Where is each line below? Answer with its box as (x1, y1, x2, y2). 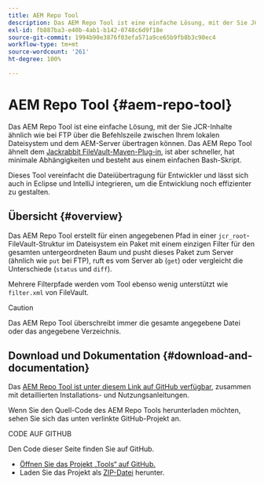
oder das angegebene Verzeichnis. (8, 326, 122, 336)
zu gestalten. (8, 187, 51, 196)
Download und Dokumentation (8, 349, 161, 363)
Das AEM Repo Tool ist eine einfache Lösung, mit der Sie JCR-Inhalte (8, 122, 233, 131)
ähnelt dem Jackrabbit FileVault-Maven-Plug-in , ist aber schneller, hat (8, 147, 235, 156)
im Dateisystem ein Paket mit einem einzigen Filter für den (66, 239, 255, 248)
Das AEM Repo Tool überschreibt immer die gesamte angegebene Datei (8, 318, 241, 327)
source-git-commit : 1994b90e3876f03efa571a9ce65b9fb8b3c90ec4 (8, 33, 216, 42)
